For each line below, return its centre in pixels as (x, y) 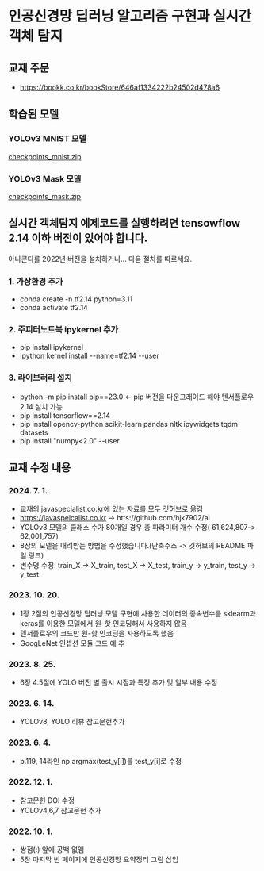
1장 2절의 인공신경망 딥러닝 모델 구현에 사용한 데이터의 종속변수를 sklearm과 (138, 613)
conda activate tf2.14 (54, 308)
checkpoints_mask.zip (45, 196)
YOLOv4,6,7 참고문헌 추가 (60, 810)
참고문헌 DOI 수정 (47, 800)
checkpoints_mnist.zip (45, 156)
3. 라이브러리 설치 (40, 378)
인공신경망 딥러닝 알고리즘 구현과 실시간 (130, 16)
